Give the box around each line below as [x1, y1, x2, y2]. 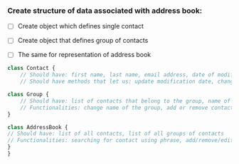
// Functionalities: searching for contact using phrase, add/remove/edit [7, 137, 234, 144]
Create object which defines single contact [17, 22, 144, 31]
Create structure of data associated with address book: [7, 6, 203, 16]
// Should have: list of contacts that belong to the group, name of [20, 97, 231, 105]
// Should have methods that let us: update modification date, [20, 78, 215, 86]
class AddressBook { [7, 123, 69, 130]
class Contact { [7, 65, 55, 72]
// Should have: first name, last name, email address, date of [20, 71, 215, 78]
